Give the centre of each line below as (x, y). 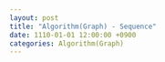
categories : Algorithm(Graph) (67, 43)
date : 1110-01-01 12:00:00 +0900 (73, 35)
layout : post (34, 18)
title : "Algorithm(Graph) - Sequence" (83, 26)
